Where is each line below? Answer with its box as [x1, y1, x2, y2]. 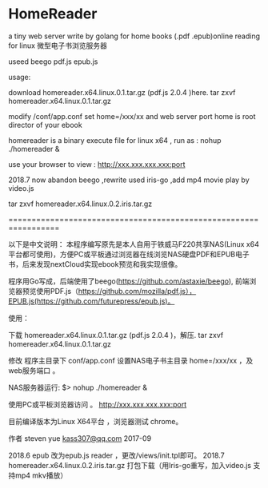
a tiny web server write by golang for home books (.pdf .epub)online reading [8, 31, 261, 41]
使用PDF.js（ [35, 286, 78, 296]
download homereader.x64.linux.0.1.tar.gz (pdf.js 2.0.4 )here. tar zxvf [8, 87, 236, 97]
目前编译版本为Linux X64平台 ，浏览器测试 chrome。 [8, 416, 183, 426]
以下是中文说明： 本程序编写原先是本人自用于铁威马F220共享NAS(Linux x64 [8, 239, 260, 248]
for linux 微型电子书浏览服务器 [8, 41, 108, 50]
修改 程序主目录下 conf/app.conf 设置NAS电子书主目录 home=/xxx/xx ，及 [8, 355, 254, 365]
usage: [8, 72, 31, 81]
